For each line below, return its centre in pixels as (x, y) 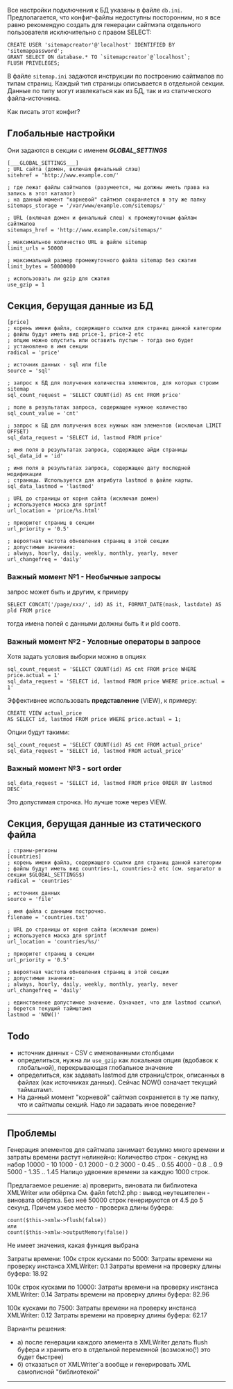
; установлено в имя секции (48, 346)
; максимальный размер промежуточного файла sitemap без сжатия (102, 260)
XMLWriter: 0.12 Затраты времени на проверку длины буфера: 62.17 (107, 1315)
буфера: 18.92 (28, 1273)
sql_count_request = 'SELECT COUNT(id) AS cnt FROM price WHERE (102, 669)
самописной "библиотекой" (59, 1372)
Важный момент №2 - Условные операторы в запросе (104, 641)
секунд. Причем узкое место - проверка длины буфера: (90, 1207)
